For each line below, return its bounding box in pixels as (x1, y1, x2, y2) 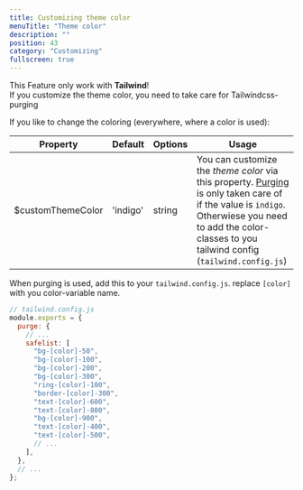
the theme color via (197, 164, 279, 177)
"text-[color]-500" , (32, 430, 111, 440)
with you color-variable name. (9, 288, 121, 298)
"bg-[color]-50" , (32, 347, 99, 356)
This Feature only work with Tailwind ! (9, 80, 150, 90)
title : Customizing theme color (9, 13, 131, 23)
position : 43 (9, 38, 59, 48)
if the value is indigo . (197, 199, 286, 210)
